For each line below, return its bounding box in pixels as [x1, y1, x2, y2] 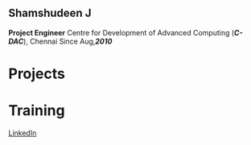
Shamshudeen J [8, 6, 92, 20]
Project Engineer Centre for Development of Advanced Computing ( [8, 27, 235, 37]
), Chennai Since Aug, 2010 [23, 36, 113, 46]
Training [8, 101, 66, 120]
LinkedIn [8, 128, 37, 138]
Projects [8, 64, 66, 83]
